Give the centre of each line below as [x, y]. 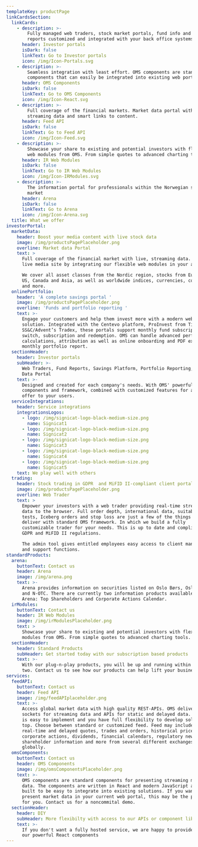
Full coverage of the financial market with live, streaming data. [106, 259]
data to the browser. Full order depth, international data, [98, 511]
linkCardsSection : [29, 17]
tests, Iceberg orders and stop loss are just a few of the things [106, 517]
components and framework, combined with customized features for [105, 391]
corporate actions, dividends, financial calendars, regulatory [102, 736]
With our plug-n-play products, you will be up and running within [106, 665]
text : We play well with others [56, 473]
